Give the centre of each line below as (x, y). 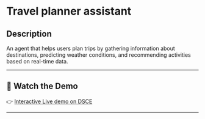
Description (29, 34)
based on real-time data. (37, 61)
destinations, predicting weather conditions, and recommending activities (99, 55)
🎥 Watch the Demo (42, 86)
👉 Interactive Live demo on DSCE (49, 101)
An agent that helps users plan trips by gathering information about (91, 48)
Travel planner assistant (69, 11)
